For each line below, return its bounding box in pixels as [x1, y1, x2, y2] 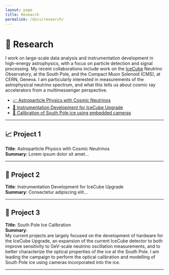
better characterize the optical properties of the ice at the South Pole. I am [5, 248, 159, 254]
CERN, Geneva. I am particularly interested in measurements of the [5, 77, 144, 83]
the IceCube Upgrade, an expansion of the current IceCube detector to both [5, 238, 163, 244]
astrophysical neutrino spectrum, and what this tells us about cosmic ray [5, 82, 156, 88]
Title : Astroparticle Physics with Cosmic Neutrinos [5, 146, 110, 152]
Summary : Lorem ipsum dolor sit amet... [5, 151, 89, 157]
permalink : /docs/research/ [5, 17, 64, 22]
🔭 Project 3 [5, 209, 40, 217]
